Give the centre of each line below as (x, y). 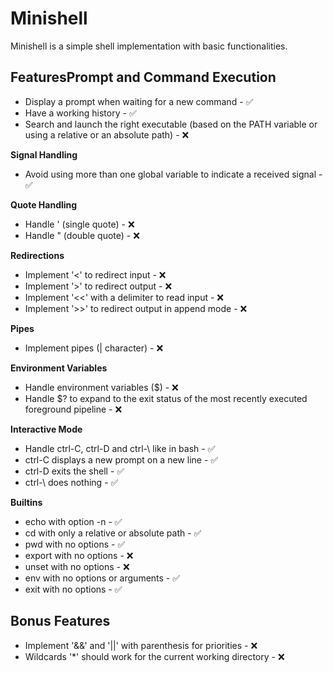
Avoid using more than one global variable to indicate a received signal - (173, 174)
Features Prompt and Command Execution (143, 77)
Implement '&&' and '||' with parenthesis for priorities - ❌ (141, 645)
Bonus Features (60, 621)
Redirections (37, 255)
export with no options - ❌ (79, 555)
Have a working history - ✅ (80, 113)
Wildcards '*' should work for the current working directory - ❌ (154, 656)
